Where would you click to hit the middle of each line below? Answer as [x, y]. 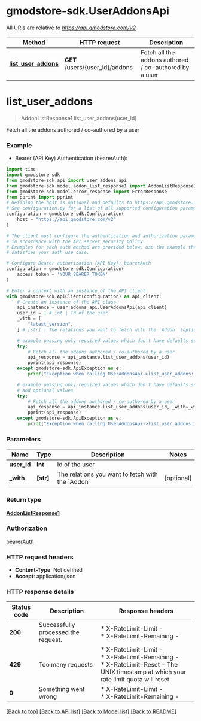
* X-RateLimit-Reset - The [139, 665]
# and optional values [45, 390]
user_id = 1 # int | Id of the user [63, 313]
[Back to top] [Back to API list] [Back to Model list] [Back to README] [91, 711]
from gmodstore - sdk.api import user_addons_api [67, 180]
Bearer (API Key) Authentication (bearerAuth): [71, 158]
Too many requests [66, 665]
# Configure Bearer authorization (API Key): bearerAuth [79, 263]
